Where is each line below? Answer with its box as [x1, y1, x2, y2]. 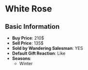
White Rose [5, 3, 52, 14]
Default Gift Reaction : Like [12, 50, 66, 56]
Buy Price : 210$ [12, 35, 44, 41]
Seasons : [12, 56, 31, 61]
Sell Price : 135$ [12, 40, 44, 46]
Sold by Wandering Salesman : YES [12, 46, 83, 51]
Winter [19, 61, 33, 66]
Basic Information [5, 23, 60, 31]
